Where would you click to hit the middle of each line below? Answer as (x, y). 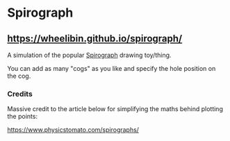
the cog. (19, 76)
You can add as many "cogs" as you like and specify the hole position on (112, 68)
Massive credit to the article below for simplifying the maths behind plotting (115, 109)
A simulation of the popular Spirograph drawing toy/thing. (89, 55)
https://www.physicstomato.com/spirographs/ (73, 130)
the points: (23, 117)
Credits (20, 94)
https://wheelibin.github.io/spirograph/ (95, 39)
